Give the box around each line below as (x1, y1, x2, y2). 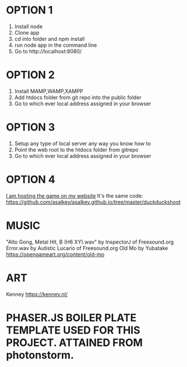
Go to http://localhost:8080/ (14, 47, 82, 54)
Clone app (14, 29, 40, 36)
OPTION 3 (6, 121, 55, 134)
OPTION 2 (6, 68, 55, 82)
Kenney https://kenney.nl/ (6, 290, 68, 297)
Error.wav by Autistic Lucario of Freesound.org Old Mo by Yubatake (6, 244, 168, 252)
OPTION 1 (6, 4, 53, 17)
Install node (14, 23, 43, 30)
